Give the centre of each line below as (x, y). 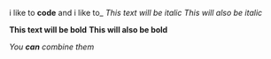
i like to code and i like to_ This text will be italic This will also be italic (136, 13)
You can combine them (52, 47)
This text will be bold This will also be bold (89, 29)
